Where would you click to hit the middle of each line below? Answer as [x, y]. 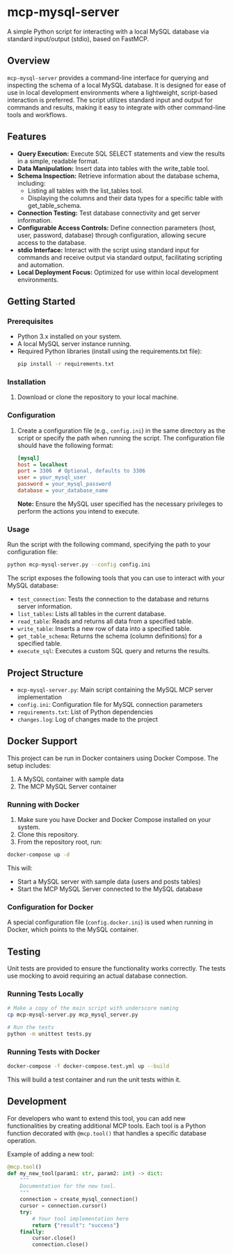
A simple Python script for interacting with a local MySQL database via [108, 31]
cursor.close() [54, 1238]
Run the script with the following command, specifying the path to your [109, 544]
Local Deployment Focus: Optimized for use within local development [118, 272]
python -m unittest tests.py [49, 1033]
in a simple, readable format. [58, 161]
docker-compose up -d [39, 855]
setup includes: [29, 766]
